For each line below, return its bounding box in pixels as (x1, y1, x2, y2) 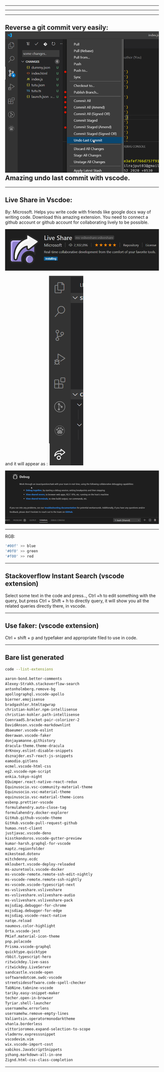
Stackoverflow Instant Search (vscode (5, 572, 124, 580)
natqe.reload (5, 919, 32, 924)
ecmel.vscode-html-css (5, 764, 51, 769)
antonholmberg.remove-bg (5, 687, 56, 692)
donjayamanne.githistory (5, 738, 56, 743)
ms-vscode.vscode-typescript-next (5, 883, 76, 887)
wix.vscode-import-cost (5, 1042, 54, 1047)
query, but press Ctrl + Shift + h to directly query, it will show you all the (5, 598, 149, 604)
